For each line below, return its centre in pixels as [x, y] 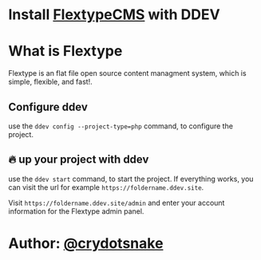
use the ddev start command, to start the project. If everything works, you [131, 179]
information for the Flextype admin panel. [76, 211]
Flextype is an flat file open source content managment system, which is [127, 73]
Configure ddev [48, 106]
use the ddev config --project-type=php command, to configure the [121, 126]
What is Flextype [65, 51]
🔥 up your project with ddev [79, 160]
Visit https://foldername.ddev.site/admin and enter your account [117, 203]
